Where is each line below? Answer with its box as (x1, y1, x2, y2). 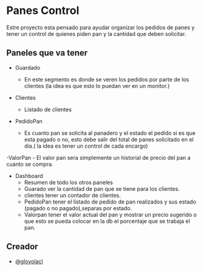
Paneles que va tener (6, 48, 88, 58)
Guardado (15, 64, 41, 71)
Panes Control (6, 4, 80, 18)
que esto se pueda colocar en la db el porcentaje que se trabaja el (24, 217, 190, 225)
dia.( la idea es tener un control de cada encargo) (24, 142, 148, 149)
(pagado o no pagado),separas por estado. (24, 204, 132, 211)
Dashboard (15, 172, 44, 179)
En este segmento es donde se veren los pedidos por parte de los (24, 75, 190, 83)
